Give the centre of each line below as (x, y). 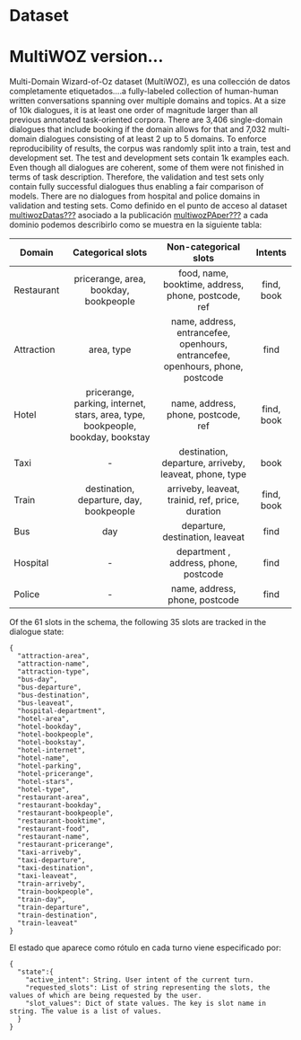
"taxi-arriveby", (50, 853)
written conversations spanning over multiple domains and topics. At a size (148, 101)
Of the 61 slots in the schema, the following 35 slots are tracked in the (138, 622)
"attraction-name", (54, 664)
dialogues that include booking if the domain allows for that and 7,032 (138, 129)
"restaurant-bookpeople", (66, 814)
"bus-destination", (54, 696)
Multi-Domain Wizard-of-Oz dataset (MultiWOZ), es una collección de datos (150, 82)
